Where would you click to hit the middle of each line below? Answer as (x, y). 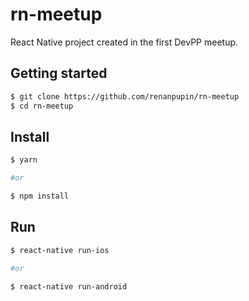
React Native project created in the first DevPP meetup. (124, 42)
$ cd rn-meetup (42, 106)
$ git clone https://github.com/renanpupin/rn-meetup (125, 96)
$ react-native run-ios (60, 250)
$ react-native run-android (69, 286)
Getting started (59, 73)
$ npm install (40, 196)
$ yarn (24, 160)
